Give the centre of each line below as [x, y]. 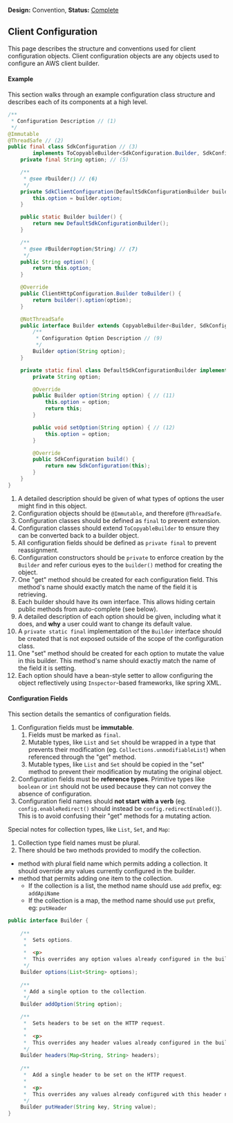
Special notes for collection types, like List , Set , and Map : [89, 829]
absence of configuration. [55, 794]
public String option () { [58, 262]
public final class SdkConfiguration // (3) [73, 147]
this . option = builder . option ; [78, 198]
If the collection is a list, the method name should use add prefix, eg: [125, 885]
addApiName [44, 893]
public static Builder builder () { [72, 217]
